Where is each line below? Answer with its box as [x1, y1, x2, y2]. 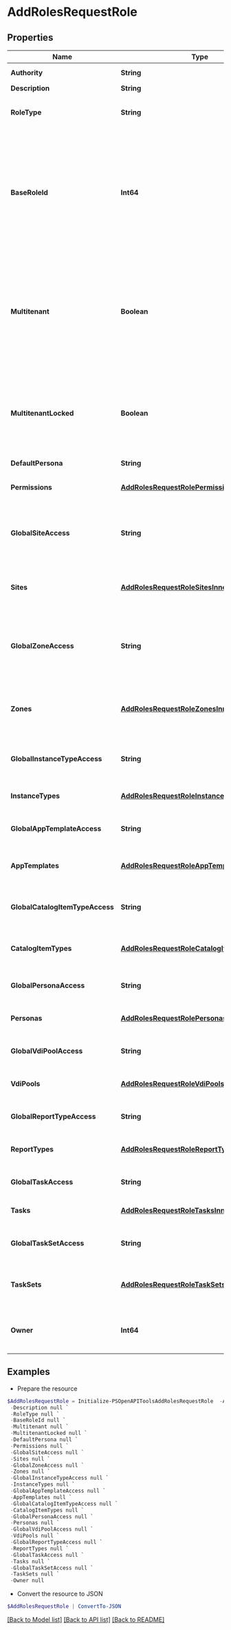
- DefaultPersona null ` [10, 1436, 78, 1443]
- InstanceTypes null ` [10, 1481, 76, 1488]
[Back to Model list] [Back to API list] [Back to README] [7, 1616, 165, 1624]
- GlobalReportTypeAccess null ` [10, 1539, 103, 1546]
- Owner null [10, 1577, 45, 1584]
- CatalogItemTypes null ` [10, 1507, 85, 1513]
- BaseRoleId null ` [10, 1417, 67, 1424]
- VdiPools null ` [10, 1532, 60, 1540]
